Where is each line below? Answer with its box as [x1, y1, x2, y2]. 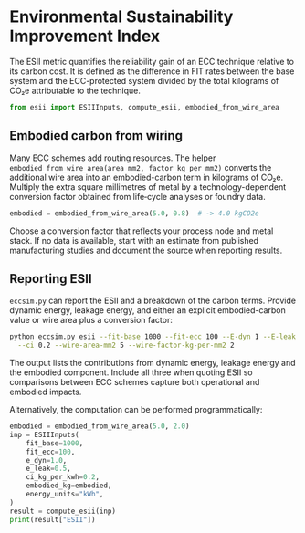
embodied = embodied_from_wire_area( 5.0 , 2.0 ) [9, 422, 190, 431]
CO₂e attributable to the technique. [9, 85, 142, 96]
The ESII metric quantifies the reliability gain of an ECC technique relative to [9, 56, 295, 67]
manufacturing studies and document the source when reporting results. [9, 245, 283, 256]
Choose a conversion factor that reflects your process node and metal [9, 225, 274, 236]
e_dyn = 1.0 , [26, 455, 68, 465]
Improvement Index [9, 26, 161, 47]
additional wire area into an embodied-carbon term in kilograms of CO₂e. [9, 172, 284, 183]
